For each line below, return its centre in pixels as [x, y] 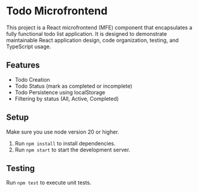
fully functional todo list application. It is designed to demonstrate [86, 33]
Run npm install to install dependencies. [65, 143]
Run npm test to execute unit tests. [49, 182]
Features [23, 65]
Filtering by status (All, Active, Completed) [67, 98]
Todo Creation [33, 79]
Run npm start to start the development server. [72, 150]
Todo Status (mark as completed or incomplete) [73, 86]
